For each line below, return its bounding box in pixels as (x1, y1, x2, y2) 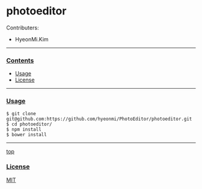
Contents (6, 56, 34, 64)
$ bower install (6, 131, 47, 137)
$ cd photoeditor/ (6, 121, 52, 127)
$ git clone (6, 110, 36, 116)
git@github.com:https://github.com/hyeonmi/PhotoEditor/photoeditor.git (6, 116, 192, 122)
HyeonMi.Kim (14, 35, 49, 43)
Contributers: (6, 24, 39, 31)
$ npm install (6, 126, 42, 133)
